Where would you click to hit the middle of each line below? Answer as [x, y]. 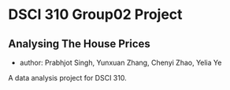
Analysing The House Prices [80, 44]
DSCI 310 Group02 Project [95, 15]
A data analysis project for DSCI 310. [68, 78]
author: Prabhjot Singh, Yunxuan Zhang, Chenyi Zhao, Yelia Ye [121, 62]
